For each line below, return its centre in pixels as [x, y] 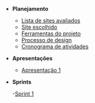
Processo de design [47, 40]
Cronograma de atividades [55, 46]
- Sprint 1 [23, 94]
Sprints [22, 82]
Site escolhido [39, 27]
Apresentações [32, 58]
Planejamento [30, 9]
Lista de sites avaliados [51, 20]
